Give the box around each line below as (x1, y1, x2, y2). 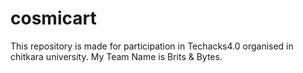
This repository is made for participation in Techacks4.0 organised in (10, 40, 294, 52)
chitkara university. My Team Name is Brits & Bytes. (10, 50, 223, 62)
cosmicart (10, 7, 97, 30)
